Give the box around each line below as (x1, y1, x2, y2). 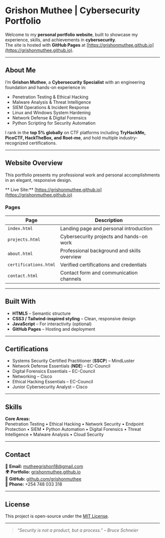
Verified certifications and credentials (60, 261, 147, 268)
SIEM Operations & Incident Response (12, 104, 89, 110)
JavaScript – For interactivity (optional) (12, 321, 92, 327)
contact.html (7, 273, 38, 279)
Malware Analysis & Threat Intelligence (12, 99, 91, 105)
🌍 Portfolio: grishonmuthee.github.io (5, 469, 81, 475)
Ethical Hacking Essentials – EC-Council (12, 379, 93, 385)
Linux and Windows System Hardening (12, 110, 91, 115)
